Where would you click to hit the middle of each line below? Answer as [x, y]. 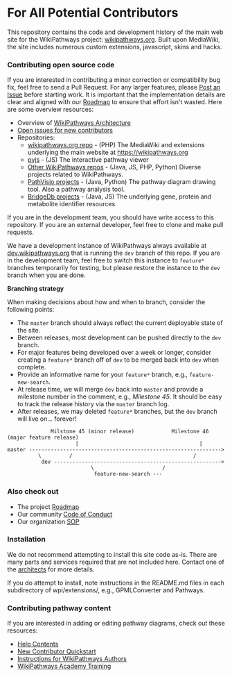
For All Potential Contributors [93, 13]
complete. [32, 367]
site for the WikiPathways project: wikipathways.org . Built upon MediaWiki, [114, 39]
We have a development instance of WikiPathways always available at [107, 246]
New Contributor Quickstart [56, 651]
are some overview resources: [50, 110]
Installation [27, 540]
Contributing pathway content [59, 608]
